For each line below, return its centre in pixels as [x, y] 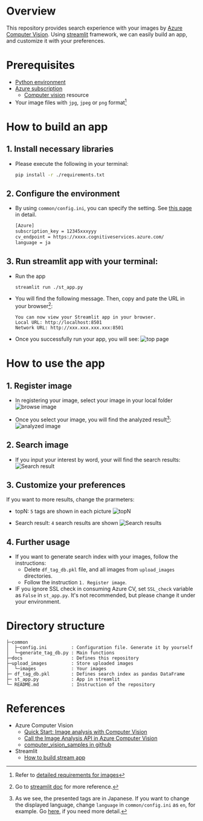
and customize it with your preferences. [56, 41]
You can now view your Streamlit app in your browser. [85, 317]
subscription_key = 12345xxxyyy [56, 231]
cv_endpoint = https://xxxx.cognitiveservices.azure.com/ [89, 237]
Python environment [40, 82]
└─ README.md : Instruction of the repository [81, 685]
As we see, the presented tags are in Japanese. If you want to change [102, 799]
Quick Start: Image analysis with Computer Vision [85, 732]
